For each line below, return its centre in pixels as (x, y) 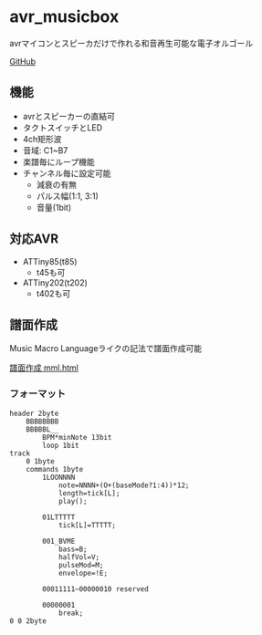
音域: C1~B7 (45, 150)
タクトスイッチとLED (63, 127)
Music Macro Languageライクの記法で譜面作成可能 (106, 349)
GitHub (23, 61)
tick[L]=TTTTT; (87, 525)
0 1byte (40, 461)
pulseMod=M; (81, 565)
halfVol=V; (79, 557)
